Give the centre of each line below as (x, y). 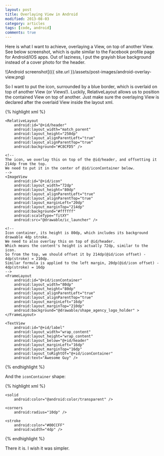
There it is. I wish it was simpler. (37, 448)
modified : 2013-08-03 (27, 19)
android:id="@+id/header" (41, 125)
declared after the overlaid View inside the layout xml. (59, 102)
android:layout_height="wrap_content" (54, 336)
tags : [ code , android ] (28, 28)
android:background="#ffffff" (45, 211)
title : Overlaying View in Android (41, 14)
